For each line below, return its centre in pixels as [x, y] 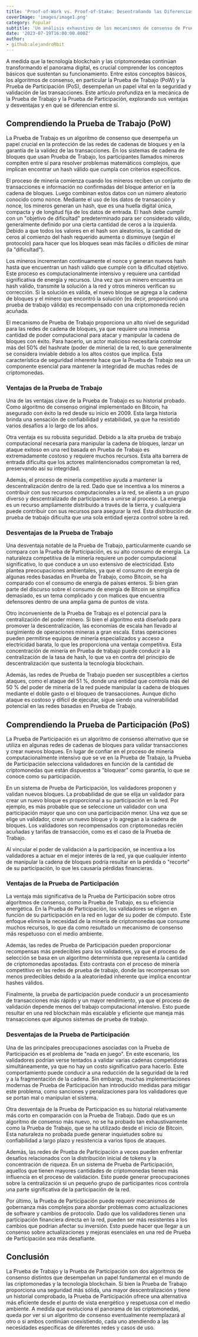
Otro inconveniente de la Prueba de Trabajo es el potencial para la [86, 613]
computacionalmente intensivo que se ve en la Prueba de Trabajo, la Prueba [99, 758]
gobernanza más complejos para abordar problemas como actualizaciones [97, 1207]
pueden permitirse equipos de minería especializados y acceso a [85, 638]
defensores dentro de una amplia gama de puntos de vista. [77, 602]
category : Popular [29, 22]
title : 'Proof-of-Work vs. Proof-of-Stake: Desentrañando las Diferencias [100, 11]
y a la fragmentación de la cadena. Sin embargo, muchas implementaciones [98, 1079]
